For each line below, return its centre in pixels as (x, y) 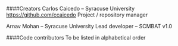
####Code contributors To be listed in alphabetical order (76, 37)
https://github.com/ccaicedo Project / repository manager (77, 15)
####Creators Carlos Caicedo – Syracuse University (71, 9)
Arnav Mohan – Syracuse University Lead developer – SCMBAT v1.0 (89, 26)
